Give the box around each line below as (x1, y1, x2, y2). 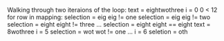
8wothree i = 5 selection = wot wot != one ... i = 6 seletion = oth (7, 27, 188, 36)
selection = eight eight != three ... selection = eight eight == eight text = (7, 20, 211, 28)
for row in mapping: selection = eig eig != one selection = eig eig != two (7, 13, 211, 21)
